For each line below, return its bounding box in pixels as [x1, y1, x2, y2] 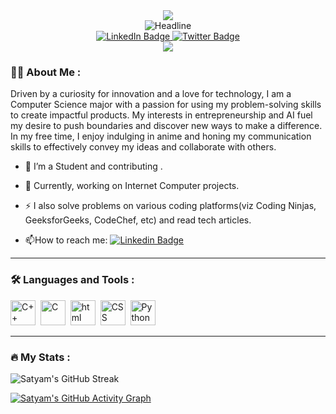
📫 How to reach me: [24, 234, 108, 246]
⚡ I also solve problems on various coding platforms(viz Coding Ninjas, [24, 200, 317, 212]
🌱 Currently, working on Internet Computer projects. [24, 180, 240, 192]
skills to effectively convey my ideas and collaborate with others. [10, 141, 277, 153]
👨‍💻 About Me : [10, 65, 82, 79]
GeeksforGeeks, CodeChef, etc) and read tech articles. [24, 214, 252, 226]
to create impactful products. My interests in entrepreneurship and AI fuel [10, 109, 313, 121]
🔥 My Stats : [10, 350, 71, 364]
